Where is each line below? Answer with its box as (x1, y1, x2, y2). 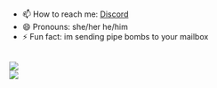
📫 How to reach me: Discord (21, 9, 129, 19)
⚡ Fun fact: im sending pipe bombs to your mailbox (21, 32, 209, 41)
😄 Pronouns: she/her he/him (21, 22, 129, 32)
